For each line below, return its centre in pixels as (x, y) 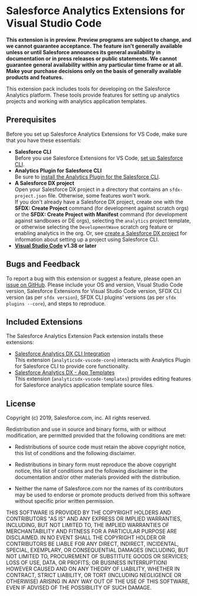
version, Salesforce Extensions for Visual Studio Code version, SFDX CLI (94, 291)
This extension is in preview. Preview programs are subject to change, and (99, 39)
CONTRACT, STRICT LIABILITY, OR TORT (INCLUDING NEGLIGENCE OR (94, 575)
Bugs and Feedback (43, 264)
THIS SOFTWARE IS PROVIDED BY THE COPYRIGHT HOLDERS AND (89, 513)
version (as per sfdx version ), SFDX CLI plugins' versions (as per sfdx (91, 297)
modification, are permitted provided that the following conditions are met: (96, 436)
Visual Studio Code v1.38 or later (56, 245)
